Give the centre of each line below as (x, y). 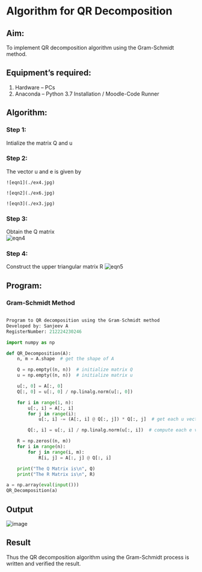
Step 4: (17, 254)
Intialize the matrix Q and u (39, 143)
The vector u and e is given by (44, 171)
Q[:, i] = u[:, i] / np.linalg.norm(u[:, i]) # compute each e (110, 430)
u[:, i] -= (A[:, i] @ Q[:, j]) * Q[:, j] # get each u (111, 419)
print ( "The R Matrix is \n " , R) (56, 474)
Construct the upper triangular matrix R (55, 267)
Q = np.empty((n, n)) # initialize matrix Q (75, 370)
